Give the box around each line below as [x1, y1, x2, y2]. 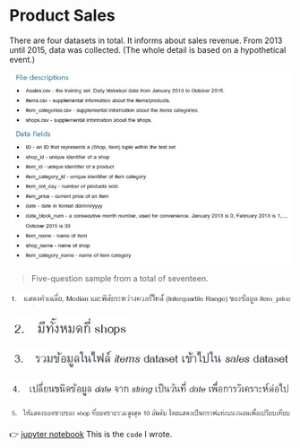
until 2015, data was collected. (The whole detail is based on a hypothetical [9, 44, 287, 55]
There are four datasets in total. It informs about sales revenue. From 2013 [9, 35, 283, 46]
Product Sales [9, 5, 116, 26]
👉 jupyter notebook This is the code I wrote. [9, 428, 173, 439]
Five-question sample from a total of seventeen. [30, 272, 209, 283]
